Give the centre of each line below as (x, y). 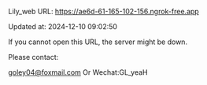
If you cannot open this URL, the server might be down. (98, 42)
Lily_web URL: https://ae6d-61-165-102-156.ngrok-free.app (103, 11)
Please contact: (33, 57)
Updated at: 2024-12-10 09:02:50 (63, 26)
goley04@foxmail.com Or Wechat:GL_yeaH (78, 72)
